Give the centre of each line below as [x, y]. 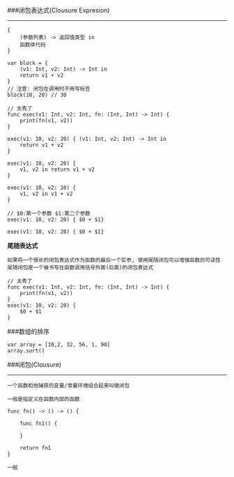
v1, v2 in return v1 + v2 [57, 169]
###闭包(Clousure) [34, 364]
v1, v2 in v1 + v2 [46, 194]
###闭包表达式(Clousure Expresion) [58, 10]
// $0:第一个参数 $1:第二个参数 [49, 213]
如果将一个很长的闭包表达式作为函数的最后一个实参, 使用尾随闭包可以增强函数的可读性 [114, 260]
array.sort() [26, 351]
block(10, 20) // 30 [37, 95]
